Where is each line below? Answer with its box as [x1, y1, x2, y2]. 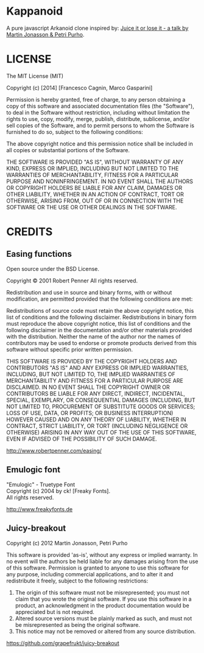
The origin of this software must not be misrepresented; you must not [15, 588, 190, 596]
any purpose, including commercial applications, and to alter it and [6, 570, 174, 578]
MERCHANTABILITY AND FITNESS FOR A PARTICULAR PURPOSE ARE [6, 377, 184, 384]
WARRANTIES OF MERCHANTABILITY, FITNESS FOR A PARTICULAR [6, 171, 178, 178]
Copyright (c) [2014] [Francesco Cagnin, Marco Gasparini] [6, 84, 153, 91]
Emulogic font [6, 464, 61, 475]
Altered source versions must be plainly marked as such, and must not [15, 615, 192, 622]
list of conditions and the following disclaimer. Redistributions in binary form [6, 313, 197, 321]
